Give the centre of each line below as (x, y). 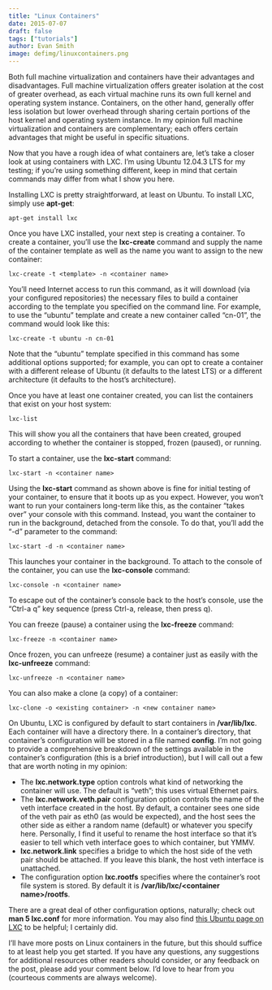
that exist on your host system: (60, 404)
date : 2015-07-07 (38, 24)
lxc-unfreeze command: (50, 663)
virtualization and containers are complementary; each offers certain (123, 128)
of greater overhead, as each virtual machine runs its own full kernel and (130, 94)
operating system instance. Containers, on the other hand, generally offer (131, 103)
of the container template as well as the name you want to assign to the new (136, 250)
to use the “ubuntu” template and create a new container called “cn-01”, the (135, 315)
